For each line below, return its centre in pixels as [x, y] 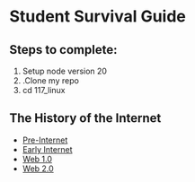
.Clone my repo [50, 81]
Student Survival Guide [98, 17]
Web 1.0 [37, 159]
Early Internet [47, 149]
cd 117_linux [44, 90]
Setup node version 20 [65, 71]
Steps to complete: [63, 50]
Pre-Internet [45, 140]
